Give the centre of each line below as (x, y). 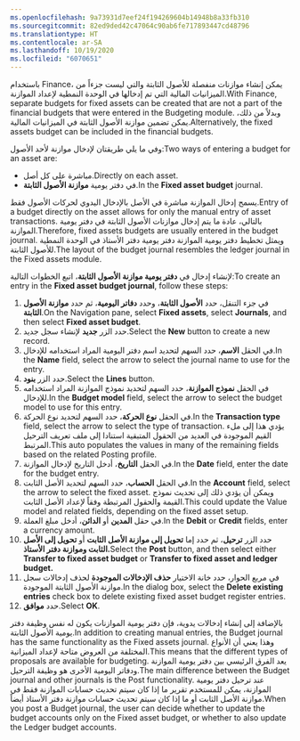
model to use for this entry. (73, 407)
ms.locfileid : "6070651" (56, 59)
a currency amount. (59, 530)
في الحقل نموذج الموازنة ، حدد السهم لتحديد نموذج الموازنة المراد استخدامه (146, 388)
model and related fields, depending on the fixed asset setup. (135, 511)
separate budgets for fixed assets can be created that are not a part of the (146, 103)
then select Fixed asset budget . (82, 322)
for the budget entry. (61, 473)
